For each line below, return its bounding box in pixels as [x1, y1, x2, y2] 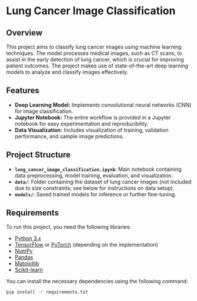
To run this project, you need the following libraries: [6, 224, 132, 231]
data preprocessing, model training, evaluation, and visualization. [14, 171, 173, 179]
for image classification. [14, 108, 74, 115]
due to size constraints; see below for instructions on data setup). [14, 185, 175, 192]
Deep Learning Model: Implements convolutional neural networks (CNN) [14, 101, 192, 108]
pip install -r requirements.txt [6, 289, 88, 295]
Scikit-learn [14, 266, 43, 273]
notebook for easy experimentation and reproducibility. [14, 120, 149, 127]
